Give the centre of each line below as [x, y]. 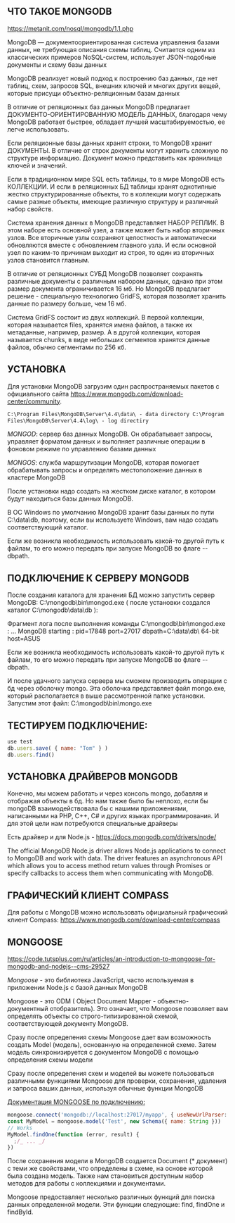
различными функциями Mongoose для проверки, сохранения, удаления [117, 1081]
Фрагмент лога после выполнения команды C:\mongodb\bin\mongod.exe [116, 624]
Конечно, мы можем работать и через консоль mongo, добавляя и [108, 794]
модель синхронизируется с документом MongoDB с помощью [103, 1053]
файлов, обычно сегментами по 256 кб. [67, 347]
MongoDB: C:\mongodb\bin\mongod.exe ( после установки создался [109, 603]
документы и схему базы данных [57, 64]
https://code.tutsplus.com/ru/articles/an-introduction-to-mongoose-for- [112, 959]
